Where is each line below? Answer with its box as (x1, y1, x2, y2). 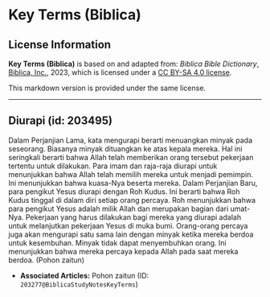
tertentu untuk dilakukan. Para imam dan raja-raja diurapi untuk (8, 161, 218, 171)
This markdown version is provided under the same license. (8, 83, 207, 93)
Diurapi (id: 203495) (8, 114, 112, 128)
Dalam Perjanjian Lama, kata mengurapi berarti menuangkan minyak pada (8, 135, 253, 145)
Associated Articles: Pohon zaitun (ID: (19, 270, 149, 280)
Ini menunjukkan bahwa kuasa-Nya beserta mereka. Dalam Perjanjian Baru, (8, 178, 258, 188)
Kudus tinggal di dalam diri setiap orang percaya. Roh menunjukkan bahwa (8, 195, 256, 204)
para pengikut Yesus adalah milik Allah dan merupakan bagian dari (8, 204, 229, 213)
